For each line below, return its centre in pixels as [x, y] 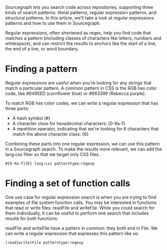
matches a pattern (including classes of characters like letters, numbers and [83, 38]
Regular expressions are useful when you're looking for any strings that [79, 82]
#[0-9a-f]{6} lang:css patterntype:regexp [50, 163]
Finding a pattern [41, 69]
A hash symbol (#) [31, 118]
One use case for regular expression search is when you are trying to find [81, 197]
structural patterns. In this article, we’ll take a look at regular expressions [80, 18]
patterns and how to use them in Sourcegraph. [53, 23]
